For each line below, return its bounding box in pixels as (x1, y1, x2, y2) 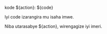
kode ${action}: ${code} (4, 5, 53, 10)
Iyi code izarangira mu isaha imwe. (4, 14, 74, 19)
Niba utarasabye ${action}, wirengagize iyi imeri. (4, 23, 103, 29)
